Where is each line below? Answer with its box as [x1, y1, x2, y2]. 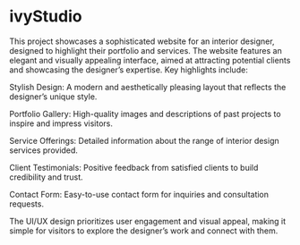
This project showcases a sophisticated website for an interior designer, [9, 36, 275, 46]
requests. [9, 199, 45, 209]
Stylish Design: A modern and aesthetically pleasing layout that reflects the [9, 81, 287, 92]
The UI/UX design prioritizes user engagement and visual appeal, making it [9, 215, 287, 226]
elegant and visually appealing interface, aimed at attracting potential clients [9, 55, 291, 65]
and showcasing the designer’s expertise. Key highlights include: [9, 64, 248, 75]
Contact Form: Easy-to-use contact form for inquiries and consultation [9, 189, 270, 199]
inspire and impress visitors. [9, 118, 114, 129]
